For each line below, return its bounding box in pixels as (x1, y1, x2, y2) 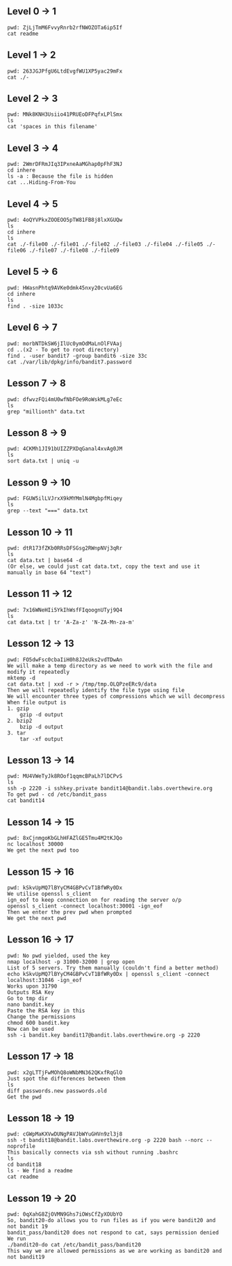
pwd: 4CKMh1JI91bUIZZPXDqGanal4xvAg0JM (7, 446, 123, 453)
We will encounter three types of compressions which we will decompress (7, 693, 226, 700)
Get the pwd (7, 1093, 42, 1101)
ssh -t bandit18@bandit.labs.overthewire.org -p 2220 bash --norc (7, 1137, 204, 1144)
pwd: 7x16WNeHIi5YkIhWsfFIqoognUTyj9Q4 (7, 606, 123, 613)
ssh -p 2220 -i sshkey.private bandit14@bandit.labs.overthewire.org (7, 785, 213, 792)
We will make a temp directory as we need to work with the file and (7, 662, 213, 669)
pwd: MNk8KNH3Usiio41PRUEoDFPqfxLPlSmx (7, 111, 123, 118)
